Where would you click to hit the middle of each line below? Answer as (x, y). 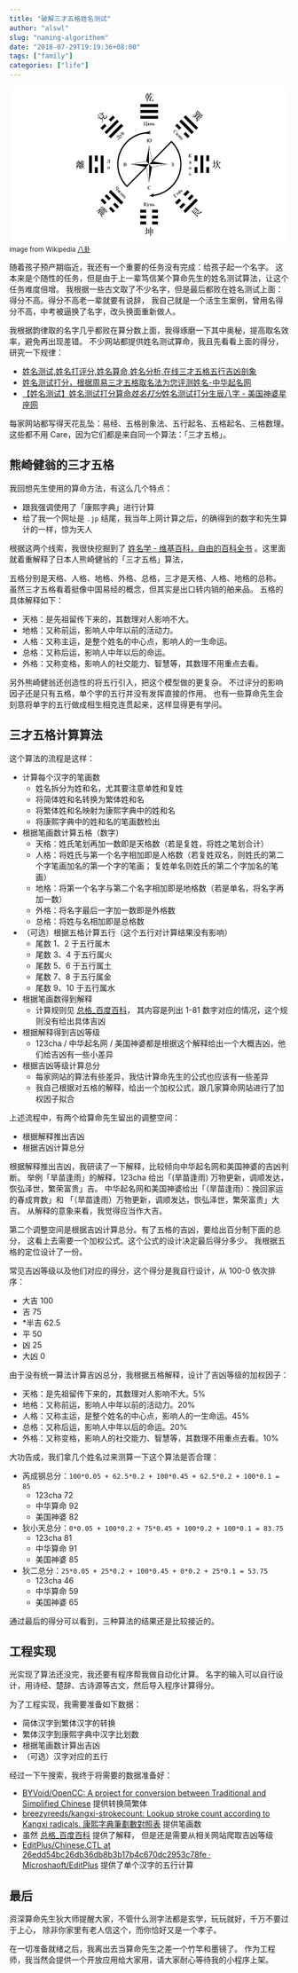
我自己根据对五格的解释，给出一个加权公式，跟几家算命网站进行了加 (160, 1088)
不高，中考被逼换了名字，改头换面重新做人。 (98, 311)
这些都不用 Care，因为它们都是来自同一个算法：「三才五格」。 (120, 434)
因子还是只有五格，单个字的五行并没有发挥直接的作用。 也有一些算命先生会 (146, 693)
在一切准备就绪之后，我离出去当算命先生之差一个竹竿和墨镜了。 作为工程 (142, 1949)
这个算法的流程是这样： (52, 758)
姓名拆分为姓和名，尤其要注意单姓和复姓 (109, 788)
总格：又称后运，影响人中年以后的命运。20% (105, 1427)
